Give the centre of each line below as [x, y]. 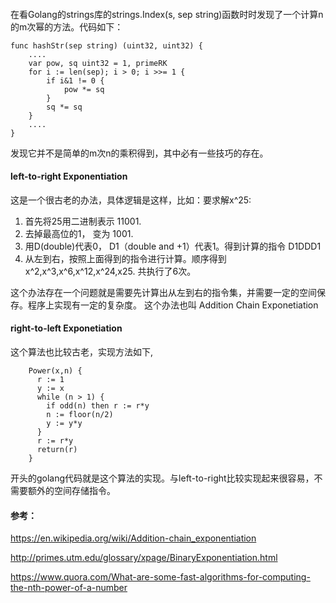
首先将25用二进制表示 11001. [83, 221]
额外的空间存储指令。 [71, 490]
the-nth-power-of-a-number [69, 588]
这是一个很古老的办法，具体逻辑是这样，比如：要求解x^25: [131, 200]
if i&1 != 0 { [75, 80]
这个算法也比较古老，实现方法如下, [82, 352]
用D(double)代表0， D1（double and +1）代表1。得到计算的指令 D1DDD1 [173, 246]
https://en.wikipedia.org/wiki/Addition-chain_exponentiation [133, 538]
